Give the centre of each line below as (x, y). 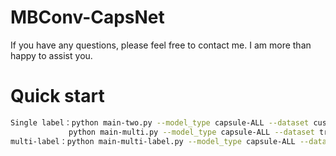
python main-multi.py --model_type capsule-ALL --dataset (191, 132)
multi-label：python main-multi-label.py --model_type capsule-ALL (153, 141)
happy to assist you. (51, 55)
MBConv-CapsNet (87, 17)
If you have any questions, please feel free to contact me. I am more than (161, 45)
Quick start (57, 96)
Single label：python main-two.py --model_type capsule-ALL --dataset (160, 122)
